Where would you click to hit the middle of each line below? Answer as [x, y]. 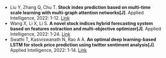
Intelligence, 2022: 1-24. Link [40, 34]
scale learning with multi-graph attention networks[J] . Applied [77, 13]
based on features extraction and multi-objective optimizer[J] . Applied [86, 29]
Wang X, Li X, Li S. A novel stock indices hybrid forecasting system [81, 23]
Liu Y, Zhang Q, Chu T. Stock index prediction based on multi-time [80, 7]
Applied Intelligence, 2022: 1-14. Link [48, 50]
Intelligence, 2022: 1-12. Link [40, 18]
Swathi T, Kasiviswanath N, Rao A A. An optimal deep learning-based [83, 39]
